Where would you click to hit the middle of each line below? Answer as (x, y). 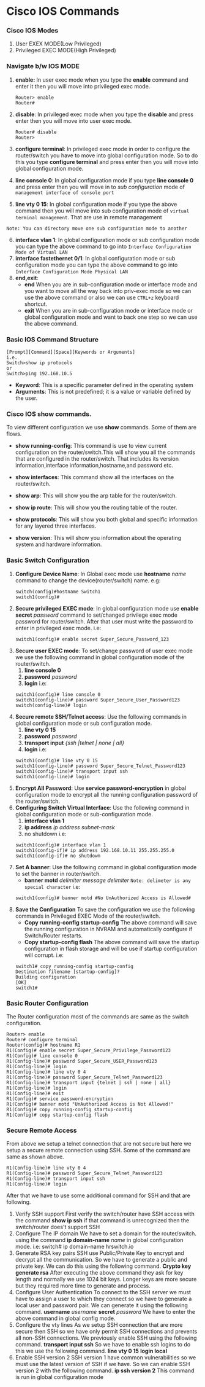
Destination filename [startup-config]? (67, 972)
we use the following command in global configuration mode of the (100, 657)
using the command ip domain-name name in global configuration (99, 1240)
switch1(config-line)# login (52, 776)
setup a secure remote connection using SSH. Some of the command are (99, 1151)
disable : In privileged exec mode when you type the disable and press (104, 114)
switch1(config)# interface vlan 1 (61, 845)
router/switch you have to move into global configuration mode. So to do (106, 155)
